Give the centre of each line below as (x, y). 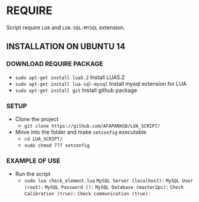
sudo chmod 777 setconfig (57, 145)
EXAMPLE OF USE (33, 161)
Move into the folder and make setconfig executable (81, 132)
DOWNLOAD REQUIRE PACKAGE (55, 64)
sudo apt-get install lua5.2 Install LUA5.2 (70, 77)
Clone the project (37, 119)
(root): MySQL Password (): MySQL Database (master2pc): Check (104, 187)
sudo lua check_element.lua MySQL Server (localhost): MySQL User (109, 181)
